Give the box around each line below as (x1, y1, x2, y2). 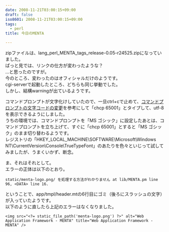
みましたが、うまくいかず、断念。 (5, 149, 76, 155)
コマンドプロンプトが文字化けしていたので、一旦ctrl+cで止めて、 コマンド (5, 99, 159, 104)
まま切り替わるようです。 (18, 130, 72, 136)
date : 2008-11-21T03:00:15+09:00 (5, 7, 76, 13)
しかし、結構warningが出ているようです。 (5, 88, 93, 94)
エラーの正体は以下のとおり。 (5, 166, 67, 172)
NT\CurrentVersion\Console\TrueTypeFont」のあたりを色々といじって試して (5, 143, 164, 149)
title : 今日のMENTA (5, 31, 44, 36)
